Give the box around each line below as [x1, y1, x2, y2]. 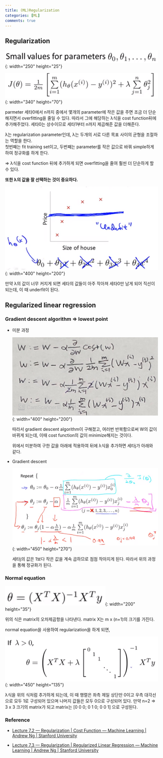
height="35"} [5, 606, 32, 612]
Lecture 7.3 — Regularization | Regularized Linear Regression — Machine [12, 742, 158, 748]
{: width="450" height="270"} [12, 546, 72, 552]
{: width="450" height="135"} [5, 681, 65, 687]
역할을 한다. [10, 138, 33, 144]
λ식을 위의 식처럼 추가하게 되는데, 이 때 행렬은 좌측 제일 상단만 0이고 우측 [5, 692, 144, 698]
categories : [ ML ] [5, 13, 40, 18]
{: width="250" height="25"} [5, 63, 63, 69]
